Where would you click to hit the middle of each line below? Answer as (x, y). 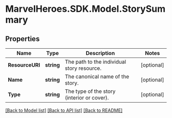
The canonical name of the (97, 76)
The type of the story (90, 91)
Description (100, 53)
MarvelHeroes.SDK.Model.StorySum (85, 9)
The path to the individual (95, 62)
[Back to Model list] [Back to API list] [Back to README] (64, 110)
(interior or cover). (87, 98)
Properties (23, 39)
